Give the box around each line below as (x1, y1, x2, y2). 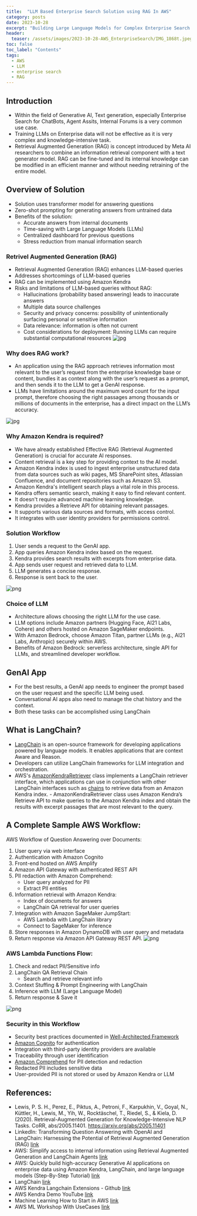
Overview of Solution (6, 185, 85, 195)
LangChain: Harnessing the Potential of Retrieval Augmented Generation (14, 1135, 189, 1142)
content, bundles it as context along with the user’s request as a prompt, (14, 375, 189, 382)
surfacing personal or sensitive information (23, 316, 127, 323)
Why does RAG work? (6, 349, 69, 357)
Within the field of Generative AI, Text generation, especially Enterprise (14, 111, 186, 118)
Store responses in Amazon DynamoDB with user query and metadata (14, 928, 184, 935)
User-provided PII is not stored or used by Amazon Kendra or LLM (14, 1071, 175, 1078)
